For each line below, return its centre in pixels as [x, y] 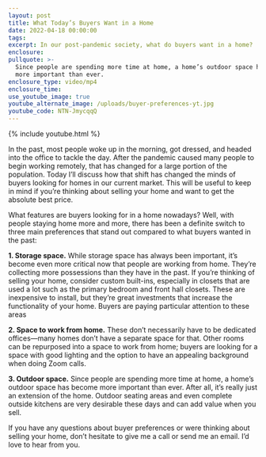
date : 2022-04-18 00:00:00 [53, 30]
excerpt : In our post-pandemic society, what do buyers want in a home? [131, 45]
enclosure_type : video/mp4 [53, 82]
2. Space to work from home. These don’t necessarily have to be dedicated [132, 330]
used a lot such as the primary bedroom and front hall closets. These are [127, 289]
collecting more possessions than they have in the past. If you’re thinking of [131, 272]
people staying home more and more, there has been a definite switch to [127, 223]
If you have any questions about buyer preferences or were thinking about [129, 428]
